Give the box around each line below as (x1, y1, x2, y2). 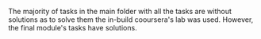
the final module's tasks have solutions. (8, 23, 137, 32)
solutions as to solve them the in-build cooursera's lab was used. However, (8, 15, 254, 24)
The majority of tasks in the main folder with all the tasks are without (8, 7, 232, 16)
